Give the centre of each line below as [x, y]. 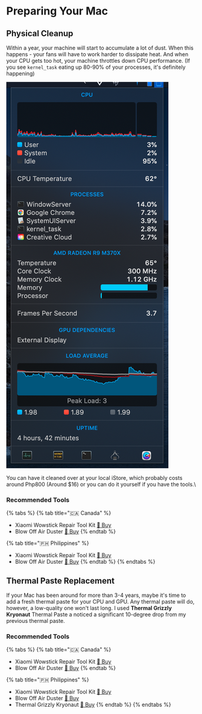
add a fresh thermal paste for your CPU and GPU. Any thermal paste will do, [100, 602]
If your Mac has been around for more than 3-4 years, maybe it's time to [96, 595]
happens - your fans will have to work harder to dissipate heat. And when [97, 54]
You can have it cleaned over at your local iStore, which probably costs [94, 478]
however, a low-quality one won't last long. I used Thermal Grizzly [89, 608]
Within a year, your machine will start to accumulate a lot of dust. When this [100, 48]
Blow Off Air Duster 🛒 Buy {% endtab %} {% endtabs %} [85, 562]
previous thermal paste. [36, 621]
